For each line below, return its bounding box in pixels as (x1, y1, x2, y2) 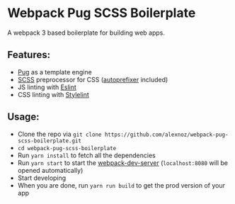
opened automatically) (17, 166, 84, 174)
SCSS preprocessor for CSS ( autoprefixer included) (17, 75, 168, 84)
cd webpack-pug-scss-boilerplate (17, 144, 117, 152)
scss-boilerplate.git (17, 137, 81, 144)
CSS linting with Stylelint (17, 90, 90, 98)
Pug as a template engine (17, 67, 92, 76)
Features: (7, 49, 51, 61)
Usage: (7, 111, 40, 123)
